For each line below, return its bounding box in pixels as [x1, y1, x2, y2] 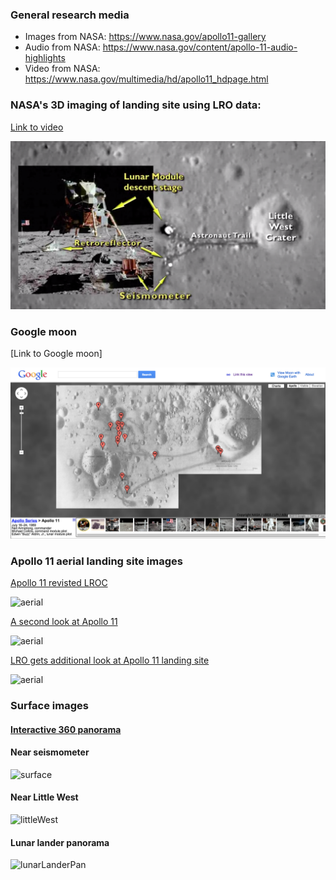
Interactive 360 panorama [10, 723, 122, 735]
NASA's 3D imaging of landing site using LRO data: [10, 98, 262, 112]
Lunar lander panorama [10, 836, 110, 848]
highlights [24, 52, 66, 64]
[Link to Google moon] [10, 348, 103, 360]
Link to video [10, 121, 64, 133]
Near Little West [10, 791, 79, 803]
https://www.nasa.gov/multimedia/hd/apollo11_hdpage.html [24, 73, 269, 85]
